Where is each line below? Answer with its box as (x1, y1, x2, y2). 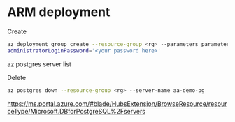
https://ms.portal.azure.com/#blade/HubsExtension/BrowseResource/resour (7, 99, 227, 108)
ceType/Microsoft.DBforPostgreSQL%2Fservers (7, 107, 145, 115)
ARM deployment (7, 4, 111, 20)
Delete (7, 73, 27, 82)
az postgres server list (7, 60, 72, 68)
